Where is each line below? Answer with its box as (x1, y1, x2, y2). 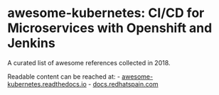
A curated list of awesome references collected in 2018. (7, 58, 171, 67)
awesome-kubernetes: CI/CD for (7, 5, 205, 21)
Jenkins (7, 35, 55, 51)
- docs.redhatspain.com (87, 79, 159, 88)
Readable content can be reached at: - (7, 72, 121, 81)
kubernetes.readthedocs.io (7, 79, 87, 88)
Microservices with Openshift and (7, 20, 213, 36)
